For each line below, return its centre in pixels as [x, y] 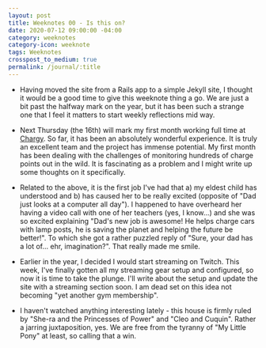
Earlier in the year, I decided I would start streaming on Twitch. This [129, 261]
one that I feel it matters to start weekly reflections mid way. [117, 115]
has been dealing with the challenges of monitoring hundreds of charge [136, 155]
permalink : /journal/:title [55, 67]
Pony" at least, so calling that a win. [78, 335]
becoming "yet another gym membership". [89, 295]
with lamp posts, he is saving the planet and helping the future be [126, 229]
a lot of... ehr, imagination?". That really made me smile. [110, 246]
